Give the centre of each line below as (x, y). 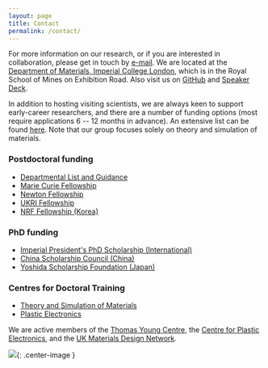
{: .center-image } (46, 355)
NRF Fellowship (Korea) (59, 211)
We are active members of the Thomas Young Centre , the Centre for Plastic (134, 330)
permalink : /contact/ (45, 31)
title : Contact (34, 23)
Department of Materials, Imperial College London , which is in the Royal (128, 71)
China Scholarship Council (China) (77, 258)
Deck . (18, 88)
